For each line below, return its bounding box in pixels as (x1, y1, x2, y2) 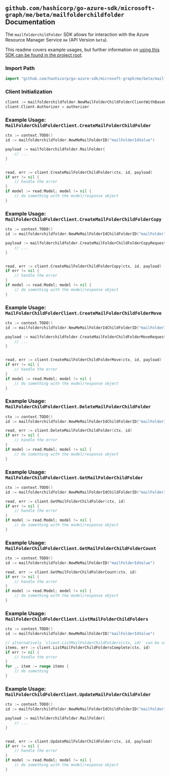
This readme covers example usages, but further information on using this (5, 46, 160, 53)
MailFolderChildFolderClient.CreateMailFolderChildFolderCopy (5, 216, 162, 222)
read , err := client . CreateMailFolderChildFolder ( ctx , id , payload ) (5, 170, 153, 175)
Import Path (5, 64, 35, 72)
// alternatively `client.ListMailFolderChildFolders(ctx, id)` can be (5, 640, 159, 645)
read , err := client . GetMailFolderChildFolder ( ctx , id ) (5, 499, 125, 504)
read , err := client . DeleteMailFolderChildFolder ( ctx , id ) (5, 428, 133, 433)
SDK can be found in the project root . (5, 52, 83, 58)
